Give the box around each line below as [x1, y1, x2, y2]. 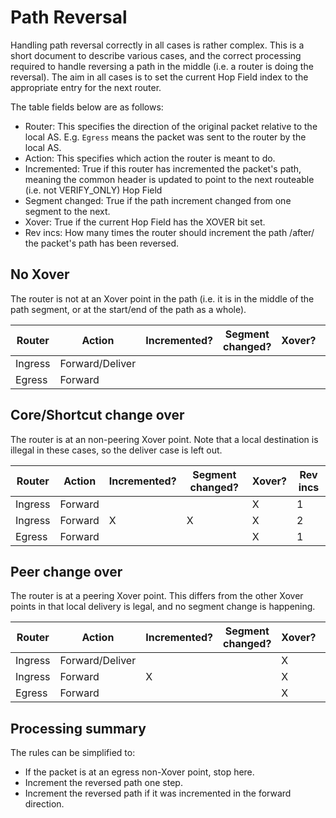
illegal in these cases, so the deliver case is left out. [10, 444, 223, 456]
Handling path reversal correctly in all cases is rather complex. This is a [10, 39, 305, 51]
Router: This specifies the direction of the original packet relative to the [24, 120, 318, 132]
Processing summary [10, 720, 147, 737]
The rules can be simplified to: [10, 747, 136, 759]
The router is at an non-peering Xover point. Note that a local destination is [10, 433, 319, 445]
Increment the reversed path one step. [24, 777, 183, 789]
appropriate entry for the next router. [10, 81, 162, 93]
